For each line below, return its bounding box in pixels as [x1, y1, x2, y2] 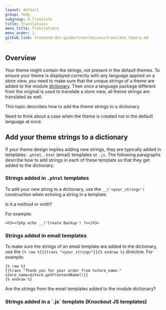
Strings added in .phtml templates [5, 175, 89, 182]
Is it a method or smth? [5, 201, 52, 207]
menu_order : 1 [5, 31, 35, 36]
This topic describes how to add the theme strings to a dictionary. [5, 103, 141, 109]
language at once [5, 118, 41, 124]
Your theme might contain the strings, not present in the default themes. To [5, 67, 160, 73]
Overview [5, 54, 36, 63]
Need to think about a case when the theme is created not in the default [5, 113, 153, 119]
